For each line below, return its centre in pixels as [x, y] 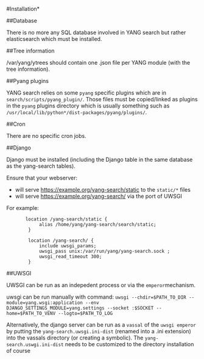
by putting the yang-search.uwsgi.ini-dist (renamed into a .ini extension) [99, 331]
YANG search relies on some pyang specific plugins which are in [86, 93]
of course [19, 351]
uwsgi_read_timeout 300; [70, 256]
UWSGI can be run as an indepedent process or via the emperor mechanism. [101, 285]
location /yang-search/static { [66, 219]
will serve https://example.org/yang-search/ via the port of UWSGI [99, 196]
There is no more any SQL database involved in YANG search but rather [96, 32]
